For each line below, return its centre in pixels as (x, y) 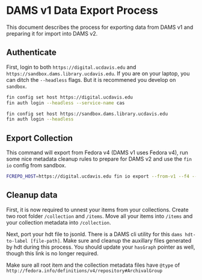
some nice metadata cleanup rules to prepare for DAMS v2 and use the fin (99, 159)
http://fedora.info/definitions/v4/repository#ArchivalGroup (84, 271)
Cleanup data (32, 195)
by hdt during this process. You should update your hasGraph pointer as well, (101, 247)
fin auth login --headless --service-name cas (66, 103)
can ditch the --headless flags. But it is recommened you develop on (91, 79)
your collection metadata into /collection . (59, 222)
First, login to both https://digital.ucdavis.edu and (71, 67)
